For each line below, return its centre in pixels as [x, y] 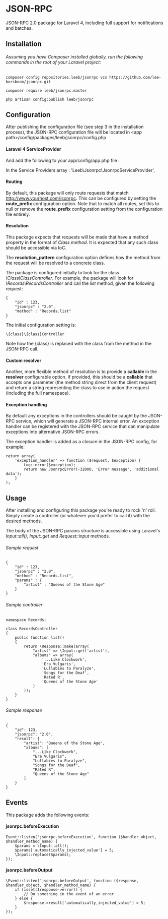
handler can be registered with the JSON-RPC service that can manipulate [83, 426]
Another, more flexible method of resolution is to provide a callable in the [81, 372]
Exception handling [26, 404]
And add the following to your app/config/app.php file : [63, 160]
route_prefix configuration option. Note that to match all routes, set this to [82, 203]
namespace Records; [26, 620]
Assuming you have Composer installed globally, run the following [74, 56]
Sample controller [24, 604]
